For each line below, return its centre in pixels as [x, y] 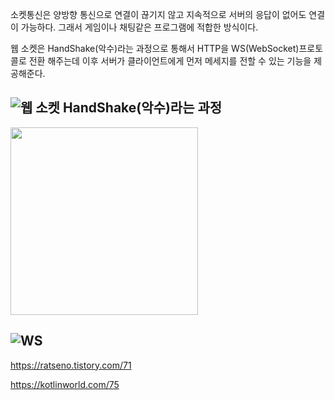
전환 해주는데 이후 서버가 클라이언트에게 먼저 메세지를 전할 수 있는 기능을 [170, 61]
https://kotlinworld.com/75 [65, 384]
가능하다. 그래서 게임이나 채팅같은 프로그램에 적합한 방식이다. [139, 27]
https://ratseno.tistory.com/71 [71, 365]
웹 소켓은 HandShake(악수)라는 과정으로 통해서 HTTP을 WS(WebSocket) [155, 48]
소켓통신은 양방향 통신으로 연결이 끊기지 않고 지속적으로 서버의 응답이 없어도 [158, 14]
